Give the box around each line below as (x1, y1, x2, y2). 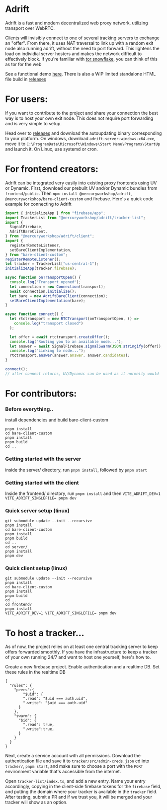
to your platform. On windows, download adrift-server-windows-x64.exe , (5, 135, 156, 141)
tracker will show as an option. (5, 799, 68, 806)
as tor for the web (5, 61, 42, 67)
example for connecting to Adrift (5, 201, 72, 207)
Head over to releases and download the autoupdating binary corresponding (5, 130, 162, 136)
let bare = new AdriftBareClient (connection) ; (9, 293, 108, 299)
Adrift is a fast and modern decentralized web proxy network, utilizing (5, 20, 148, 26)
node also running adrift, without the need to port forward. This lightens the (5, 45, 160, 51)
